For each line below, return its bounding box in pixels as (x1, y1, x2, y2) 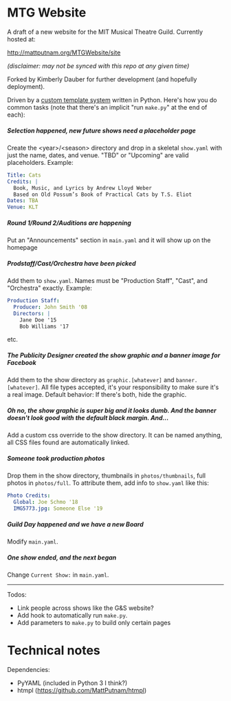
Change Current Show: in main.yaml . (7, 571, 109, 579)
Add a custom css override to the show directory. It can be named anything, (7, 431, 223, 440)
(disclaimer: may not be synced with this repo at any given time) (7, 61, 190, 70)
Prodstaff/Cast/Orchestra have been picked (7, 259, 136, 267)
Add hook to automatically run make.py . (16, 611, 128, 619)
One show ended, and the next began (7, 553, 117, 562)
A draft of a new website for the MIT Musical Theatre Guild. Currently (7, 28, 203, 36)
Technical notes (7, 643, 101, 658)
